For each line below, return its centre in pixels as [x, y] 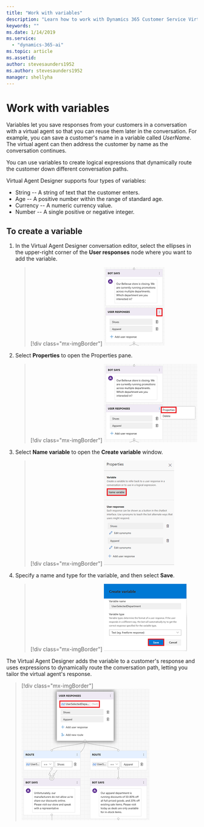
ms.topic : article [29, 52]
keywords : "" [23, 26]
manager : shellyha [29, 77]
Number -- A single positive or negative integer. [75, 212]
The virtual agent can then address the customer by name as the [87, 144]
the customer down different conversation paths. [67, 169]
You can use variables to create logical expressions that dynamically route [99, 163]
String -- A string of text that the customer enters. [77, 192]
